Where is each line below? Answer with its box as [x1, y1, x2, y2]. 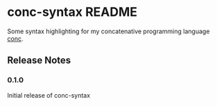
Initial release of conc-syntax [7, 91, 91, 99]
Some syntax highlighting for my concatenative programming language [7, 27, 210, 35]
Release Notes [7, 55, 71, 67]
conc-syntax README [7, 4, 137, 20]
